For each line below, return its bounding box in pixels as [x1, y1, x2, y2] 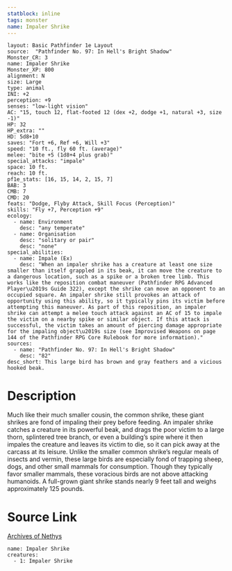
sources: [7, 340, 33, 348]
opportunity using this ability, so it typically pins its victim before [7, 298, 226, 305]
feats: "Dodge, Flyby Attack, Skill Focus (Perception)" [7, 200, 176, 207]
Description [7, 387, 76, 403]
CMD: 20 [7, 194, 30, 202]
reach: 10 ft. [7, 170, 49, 177]
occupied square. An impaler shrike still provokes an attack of [7, 291, 200, 299]
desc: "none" [19, 243, 58, 250]
